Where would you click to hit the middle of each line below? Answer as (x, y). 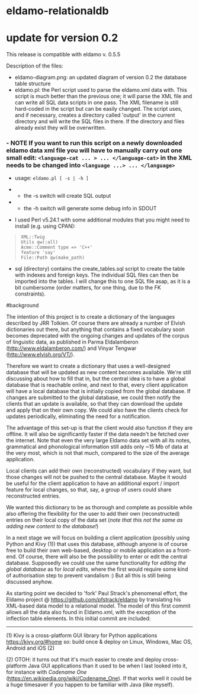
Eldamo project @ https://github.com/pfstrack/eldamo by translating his (94, 600)
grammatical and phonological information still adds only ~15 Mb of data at (97, 447)
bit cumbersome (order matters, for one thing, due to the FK (88, 288)
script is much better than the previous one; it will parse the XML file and (103, 97)
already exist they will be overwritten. (60, 128)
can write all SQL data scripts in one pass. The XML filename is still (97, 102)
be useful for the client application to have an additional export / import (93, 483)
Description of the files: (35, 66)
